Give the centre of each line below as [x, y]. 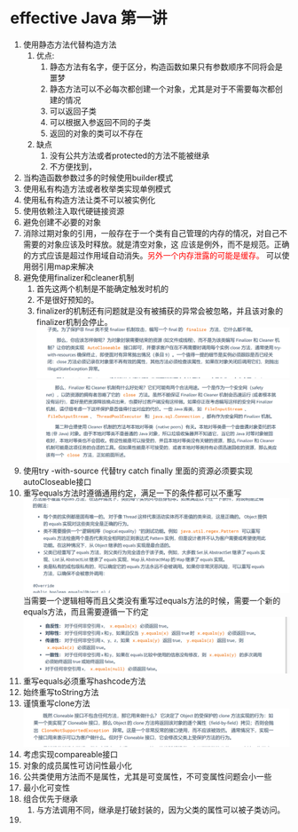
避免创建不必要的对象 [62, 222]
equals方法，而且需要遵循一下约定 [86, 611]
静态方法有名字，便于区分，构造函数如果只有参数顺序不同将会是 [166, 67]
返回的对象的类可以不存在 [96, 133]
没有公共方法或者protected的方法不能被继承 [129, 155]
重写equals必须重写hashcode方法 [84, 681]
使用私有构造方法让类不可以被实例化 [89, 200]
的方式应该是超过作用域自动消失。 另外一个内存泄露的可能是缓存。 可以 [152, 255]
